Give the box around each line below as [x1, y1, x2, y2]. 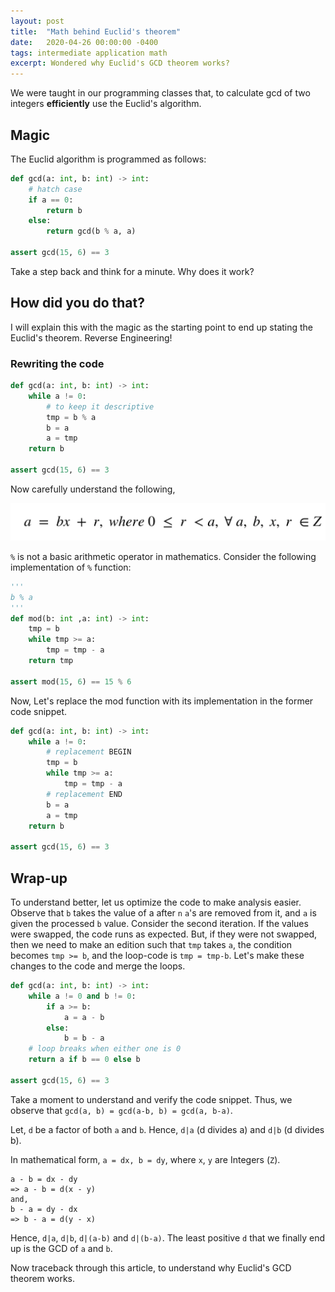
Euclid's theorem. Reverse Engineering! [10, 331, 173, 344]
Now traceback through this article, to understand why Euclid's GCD [10, 1261, 292, 1274]
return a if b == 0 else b [28, 1055, 141, 1065]
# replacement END [46, 789, 123, 799]
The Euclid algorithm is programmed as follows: [10, 153, 207, 165]
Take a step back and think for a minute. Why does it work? [10, 265, 255, 277]
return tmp [28, 656, 74, 666]
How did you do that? [10, 295, 145, 312]
